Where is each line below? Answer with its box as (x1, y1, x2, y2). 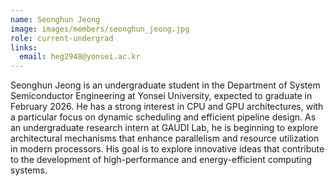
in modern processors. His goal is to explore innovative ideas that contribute (10, 143, 325, 155)
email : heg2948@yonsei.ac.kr (19, 52, 141, 62)
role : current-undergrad (10, 33, 114, 43)
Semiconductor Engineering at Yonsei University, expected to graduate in (10, 90, 313, 102)
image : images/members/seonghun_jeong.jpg (10, 24, 190, 34)
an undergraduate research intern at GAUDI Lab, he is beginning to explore (10, 122, 319, 134)
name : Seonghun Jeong (10, 14, 101, 25)
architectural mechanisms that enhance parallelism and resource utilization (10, 132, 320, 145)
